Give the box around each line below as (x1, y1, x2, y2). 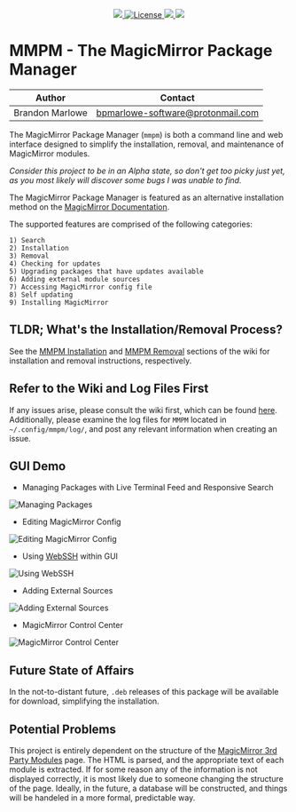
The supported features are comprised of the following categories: (9, 219, 253, 229)
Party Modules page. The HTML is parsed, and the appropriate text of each (9, 755, 284, 765)
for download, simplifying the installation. (9, 696, 160, 706)
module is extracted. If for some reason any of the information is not (9, 764, 259, 775)
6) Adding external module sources (9, 275, 141, 283)
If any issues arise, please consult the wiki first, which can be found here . (9, 404, 277, 415)
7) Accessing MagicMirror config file (9, 283, 152, 291)
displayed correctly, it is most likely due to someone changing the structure (9, 774, 284, 784)
